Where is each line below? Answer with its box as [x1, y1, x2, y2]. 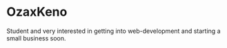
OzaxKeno [6, 4, 68, 20]
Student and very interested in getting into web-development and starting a [6, 27, 221, 35]
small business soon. [6, 34, 66, 42]
